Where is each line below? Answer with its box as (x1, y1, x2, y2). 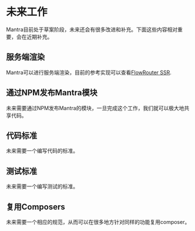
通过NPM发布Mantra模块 (6, 88, 98, 98)
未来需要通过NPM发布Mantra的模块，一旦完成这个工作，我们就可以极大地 (6, 104, 184, 112)
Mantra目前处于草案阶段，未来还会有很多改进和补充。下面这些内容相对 (6, 26, 178, 33)
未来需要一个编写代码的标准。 (6, 148, 78, 155)
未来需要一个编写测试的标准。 (6, 183, 78, 190)
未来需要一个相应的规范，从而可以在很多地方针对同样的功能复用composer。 (6, 219, 190, 225)
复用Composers (6, 202, 66, 212)
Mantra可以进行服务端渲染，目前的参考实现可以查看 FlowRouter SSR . (6, 69, 172, 76)
